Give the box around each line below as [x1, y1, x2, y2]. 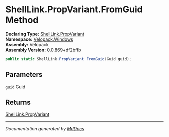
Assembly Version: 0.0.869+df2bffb [5, 47, 81, 53]
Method [5, 14, 39, 26]
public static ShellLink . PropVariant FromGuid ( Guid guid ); [5, 56, 132, 61]
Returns [5, 98, 31, 107]
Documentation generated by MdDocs [5, 126, 84, 132]
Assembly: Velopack [5, 41, 49, 47]
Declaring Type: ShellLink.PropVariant [5, 31, 84, 37]
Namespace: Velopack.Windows [5, 36, 74, 42]
